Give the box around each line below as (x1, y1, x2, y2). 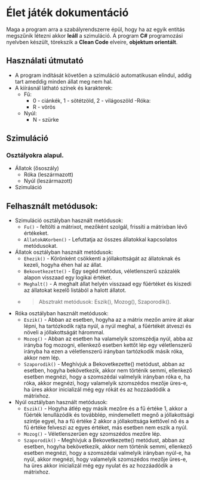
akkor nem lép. (23, 354, 61, 361)
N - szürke (32, 116, 59, 123)
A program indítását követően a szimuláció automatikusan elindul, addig (14, 72, 192, 79)
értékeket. (23, 230, 49, 237)
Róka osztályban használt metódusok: (14, 310, 109, 317)
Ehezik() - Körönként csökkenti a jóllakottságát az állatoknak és (23, 255, 181, 262)
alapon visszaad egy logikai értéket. (23, 274, 112, 281)
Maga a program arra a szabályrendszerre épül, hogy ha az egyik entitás (6, 26, 185, 33)
